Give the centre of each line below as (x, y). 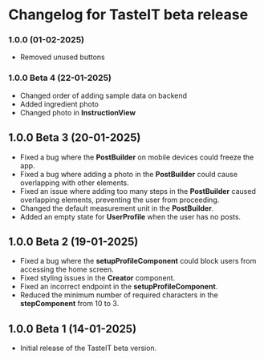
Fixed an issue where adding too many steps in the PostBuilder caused (138, 191)
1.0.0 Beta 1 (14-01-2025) (73, 329)
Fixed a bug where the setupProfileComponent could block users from (138, 261)
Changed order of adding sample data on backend (103, 95)
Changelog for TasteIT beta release (128, 15)
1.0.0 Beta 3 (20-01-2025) (75, 138)
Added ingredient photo (59, 104)
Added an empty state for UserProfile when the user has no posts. (130, 216)
